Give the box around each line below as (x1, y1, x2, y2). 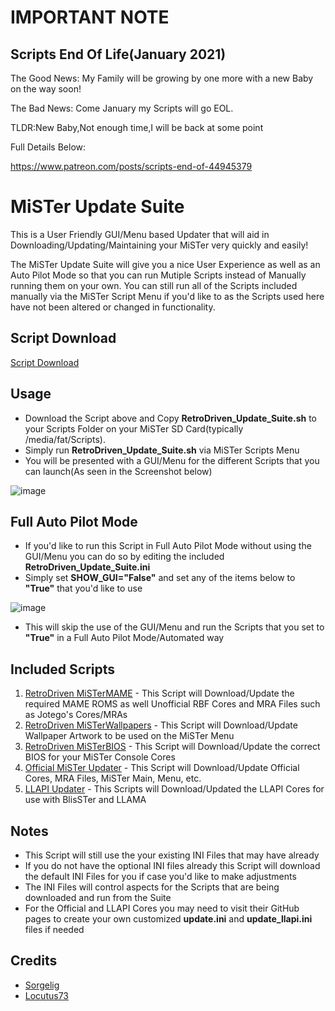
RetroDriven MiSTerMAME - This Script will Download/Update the (24, 687, 295, 700)
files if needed (24, 924, 85, 935)
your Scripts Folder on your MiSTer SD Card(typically (24, 422, 244, 435)
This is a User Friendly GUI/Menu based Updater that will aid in (10, 228, 270, 240)
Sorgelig (24, 979, 60, 991)
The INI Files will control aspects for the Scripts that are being (24, 881, 280, 893)
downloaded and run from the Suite (24, 892, 172, 903)
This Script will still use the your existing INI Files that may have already (24, 849, 320, 861)
